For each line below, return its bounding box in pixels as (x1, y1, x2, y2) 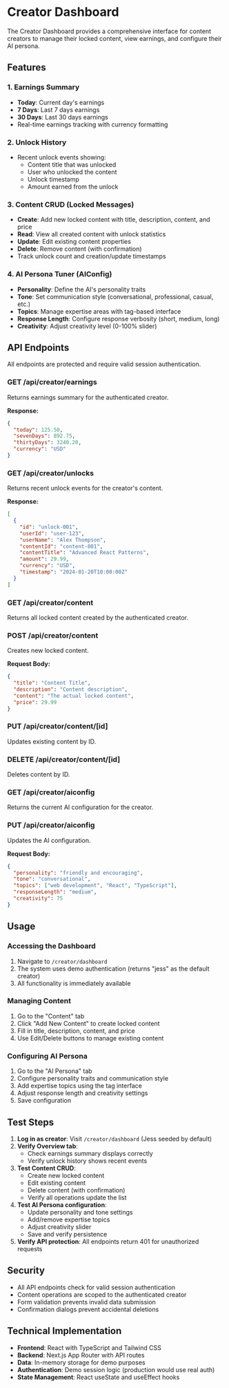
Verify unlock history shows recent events (27, 1157, 148, 1165)
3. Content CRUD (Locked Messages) (7, 200, 135, 209)
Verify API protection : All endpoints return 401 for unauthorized (17, 1237, 199, 1246)
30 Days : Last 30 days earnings (17, 113, 108, 121)
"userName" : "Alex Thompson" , (19, 536, 107, 543)
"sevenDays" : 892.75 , (13, 432, 76, 439)
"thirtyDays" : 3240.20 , (13, 439, 81, 446)
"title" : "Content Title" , (13, 680, 91, 687)
